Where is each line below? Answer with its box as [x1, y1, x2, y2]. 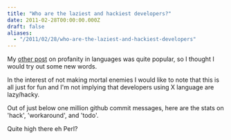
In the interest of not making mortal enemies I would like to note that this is [7, 76, 220, 84]
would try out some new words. [7, 62, 98, 71]
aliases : [7, 29, 33, 37]
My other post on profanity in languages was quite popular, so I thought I [7, 55, 214, 63]
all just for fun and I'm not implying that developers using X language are [7, 83, 214, 91]
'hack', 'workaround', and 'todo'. [7, 112, 99, 120]
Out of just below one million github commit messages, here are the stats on [7, 104, 224, 112]
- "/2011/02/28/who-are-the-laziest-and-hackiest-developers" [13, 36, 196, 43]
